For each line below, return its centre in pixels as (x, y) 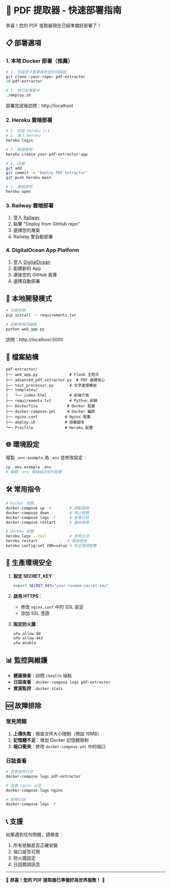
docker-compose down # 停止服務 (47, 513)
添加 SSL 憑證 (35, 613)
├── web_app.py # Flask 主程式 (53, 374)
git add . (16, 168)
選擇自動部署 (26, 281)
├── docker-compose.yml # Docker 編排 (50, 411)
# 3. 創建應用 (19, 150)
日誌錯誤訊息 (26, 865)
